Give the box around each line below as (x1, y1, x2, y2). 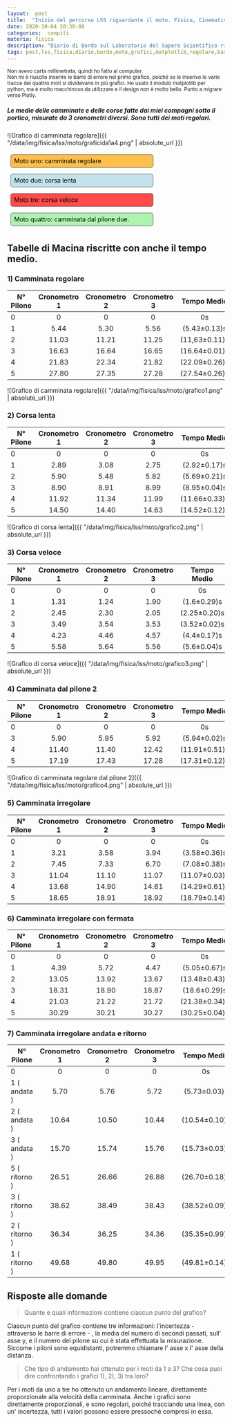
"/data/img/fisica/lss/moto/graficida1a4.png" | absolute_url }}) (7, 138, 183, 147)
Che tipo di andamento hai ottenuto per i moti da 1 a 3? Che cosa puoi (23, 1365, 222, 1373)
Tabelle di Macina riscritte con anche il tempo (7, 243, 207, 255)
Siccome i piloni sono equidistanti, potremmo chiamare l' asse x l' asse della (7, 1344, 224, 1352)
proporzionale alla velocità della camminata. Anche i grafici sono (7, 1393, 191, 1401)
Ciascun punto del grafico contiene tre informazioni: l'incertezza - (7, 1322, 195, 1330)
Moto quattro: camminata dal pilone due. (14, 215, 130, 223)
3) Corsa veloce (7, 547, 62, 557)
